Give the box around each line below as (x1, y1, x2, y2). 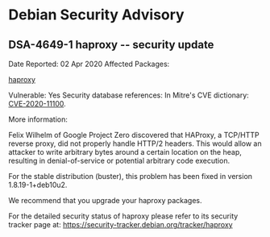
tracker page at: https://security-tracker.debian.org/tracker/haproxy (8, 220, 233, 229)
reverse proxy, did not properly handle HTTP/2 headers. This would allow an (8, 139, 262, 148)
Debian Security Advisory (8, 6, 185, 24)
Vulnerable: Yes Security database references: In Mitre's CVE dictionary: (8, 90, 250, 100)
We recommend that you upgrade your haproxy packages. (8, 196, 202, 205)
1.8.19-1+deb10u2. (8, 180, 68, 189)
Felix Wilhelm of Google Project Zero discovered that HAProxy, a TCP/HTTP (8, 131, 260, 139)
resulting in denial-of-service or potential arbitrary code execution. (8, 156, 231, 165)
